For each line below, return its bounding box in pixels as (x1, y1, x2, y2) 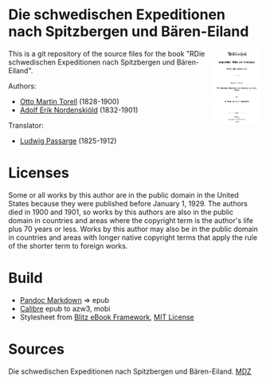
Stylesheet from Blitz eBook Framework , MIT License (19, 312, 194, 322)
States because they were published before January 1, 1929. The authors (8, 198, 248, 208)
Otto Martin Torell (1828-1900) (19, 96, 119, 106)
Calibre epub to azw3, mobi (19, 304, 111, 313)
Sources (8, 340, 65, 358)
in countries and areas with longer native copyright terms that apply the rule (8, 233, 257, 242)
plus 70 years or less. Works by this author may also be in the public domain (8, 224, 259, 233)
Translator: (8, 120, 44, 130)
